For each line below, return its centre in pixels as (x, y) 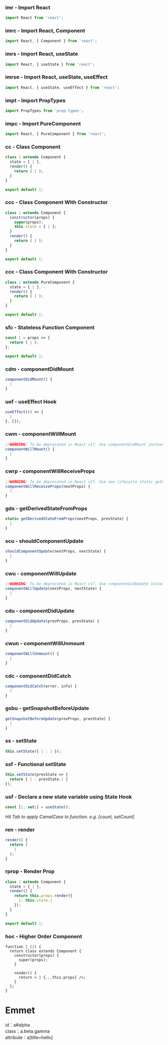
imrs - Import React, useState (42, 54)
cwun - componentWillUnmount (45, 643)
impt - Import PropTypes (35, 100)
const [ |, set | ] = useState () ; (38, 807)
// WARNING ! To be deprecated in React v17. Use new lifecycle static (79, 482)
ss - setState (21, 741)
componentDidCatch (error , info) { (41, 686)
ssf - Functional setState (36, 764)
